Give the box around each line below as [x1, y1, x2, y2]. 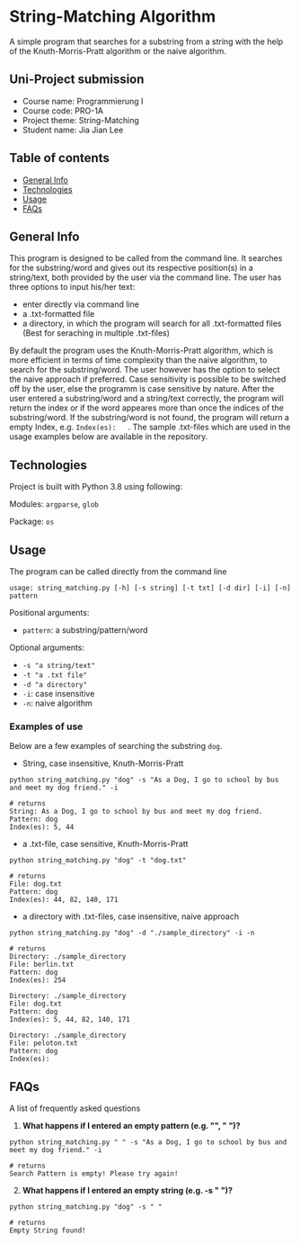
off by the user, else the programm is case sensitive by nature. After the [9, 383, 275, 394]
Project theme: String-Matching [22, 114, 139, 125]
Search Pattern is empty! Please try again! [9, 1169, 179, 1178]
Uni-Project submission [9, 72, 145, 87]
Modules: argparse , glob [9, 499, 99, 509]
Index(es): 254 [9, 976, 66, 985]
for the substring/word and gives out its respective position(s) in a [9, 263, 253, 274]
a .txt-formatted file [22, 309, 95, 320]
